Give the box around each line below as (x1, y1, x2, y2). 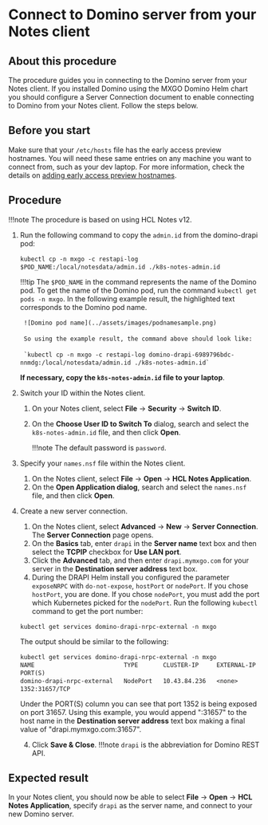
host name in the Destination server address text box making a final (19, 716, 246, 725)
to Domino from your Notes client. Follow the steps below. (8, 101, 199, 110)
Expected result (8, 772, 89, 785)
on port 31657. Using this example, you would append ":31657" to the (19, 707, 247, 717)
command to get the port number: (31, 606, 144, 615)
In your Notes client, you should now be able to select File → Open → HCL (8, 792, 253, 802)
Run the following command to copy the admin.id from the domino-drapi (19, 230, 258, 240)
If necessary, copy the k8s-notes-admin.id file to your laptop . (19, 372, 225, 382)
